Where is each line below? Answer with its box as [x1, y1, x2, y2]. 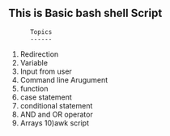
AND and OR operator [19, 109, 93, 119]
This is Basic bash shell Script [8, 6, 163, 20]
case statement [19, 92, 73, 102]
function [19, 83, 49, 93]
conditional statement [19, 100, 93, 110]
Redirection [19, 49, 59, 59]
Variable [19, 57, 49, 67]
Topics [29, 28, 53, 36]
